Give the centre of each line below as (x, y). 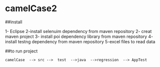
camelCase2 (31, 8)
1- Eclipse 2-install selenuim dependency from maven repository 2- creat (79, 31)
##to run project (21, 51)
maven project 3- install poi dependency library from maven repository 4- (79, 36)
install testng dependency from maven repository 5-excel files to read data (80, 41)
